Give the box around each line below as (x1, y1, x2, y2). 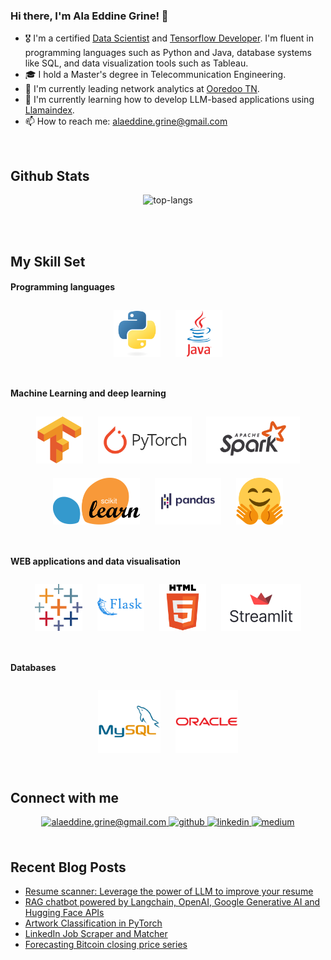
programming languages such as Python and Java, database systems (24, 47, 312, 59)
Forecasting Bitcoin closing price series (24, 938, 188, 950)
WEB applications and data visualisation (10, 555, 182, 567)
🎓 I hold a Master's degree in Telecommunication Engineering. (24, 69, 287, 81)
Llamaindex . (24, 104, 75, 116)
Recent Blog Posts (10, 859, 127, 876)
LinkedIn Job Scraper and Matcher (24, 927, 168, 939)
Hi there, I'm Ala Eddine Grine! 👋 (10, 9, 169, 23)
